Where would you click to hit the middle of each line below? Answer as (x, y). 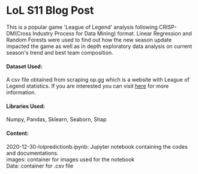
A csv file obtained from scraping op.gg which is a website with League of (98, 80)
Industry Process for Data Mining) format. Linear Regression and (112, 33)
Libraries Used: (26, 106)
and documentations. (32, 153)
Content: (17, 133)
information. (21, 92)
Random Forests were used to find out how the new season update (89, 40)
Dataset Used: (25, 66)
